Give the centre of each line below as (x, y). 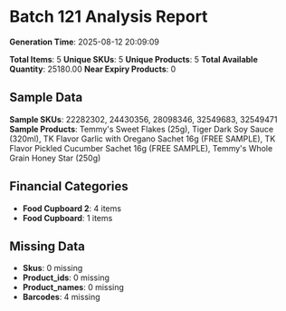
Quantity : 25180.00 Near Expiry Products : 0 (93, 69)
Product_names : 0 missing (73, 287)
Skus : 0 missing (52, 268)
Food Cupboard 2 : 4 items (72, 208)
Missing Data (48, 246)
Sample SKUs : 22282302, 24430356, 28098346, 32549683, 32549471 (143, 119)
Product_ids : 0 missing (66, 277)
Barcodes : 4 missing (62, 297)
